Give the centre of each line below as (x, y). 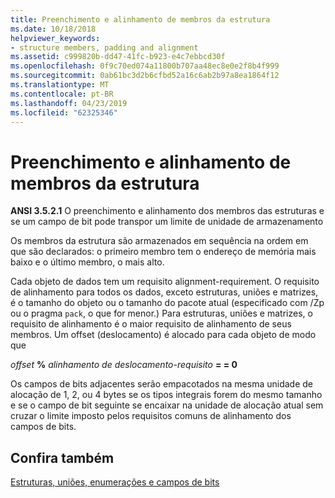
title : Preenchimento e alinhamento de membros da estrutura (140, 19)
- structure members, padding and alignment (104, 47)
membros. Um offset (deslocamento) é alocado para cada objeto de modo (163, 335)
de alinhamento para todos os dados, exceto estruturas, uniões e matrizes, (164, 292)
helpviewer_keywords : (55, 38)
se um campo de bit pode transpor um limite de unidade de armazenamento (167, 222)
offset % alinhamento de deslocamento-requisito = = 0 (124, 365)
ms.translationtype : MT (60, 85)
